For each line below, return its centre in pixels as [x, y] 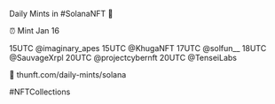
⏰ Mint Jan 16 [35, 30]
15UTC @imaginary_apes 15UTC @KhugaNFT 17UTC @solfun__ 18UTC [138, 48]
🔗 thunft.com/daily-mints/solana [68, 74]
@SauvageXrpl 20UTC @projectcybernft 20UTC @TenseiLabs [123, 58]
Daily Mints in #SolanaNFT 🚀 [61, 14]
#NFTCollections [40, 92]
